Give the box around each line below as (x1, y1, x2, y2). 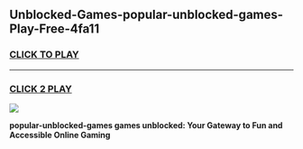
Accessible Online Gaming (9, 129, 111, 140)
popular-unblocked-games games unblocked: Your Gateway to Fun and (9, 119, 283, 130)
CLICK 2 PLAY (9, 82, 72, 95)
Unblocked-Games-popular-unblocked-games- (9, 7, 284, 23)
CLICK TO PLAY (9, 49, 79, 61)
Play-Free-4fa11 (9, 22, 100, 37)
